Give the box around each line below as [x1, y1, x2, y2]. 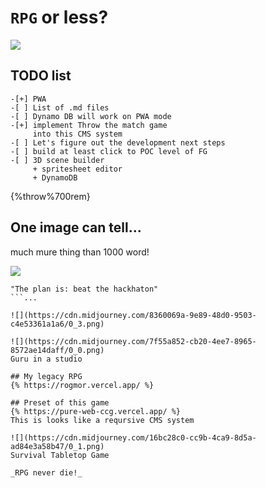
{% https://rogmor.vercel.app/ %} [10, 380, 155, 390]
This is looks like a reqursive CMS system [10, 415, 195, 425]
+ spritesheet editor [32, 164, 123, 174]
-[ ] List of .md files [10, 102, 110, 113]
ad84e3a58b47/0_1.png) [10, 441, 105, 451]
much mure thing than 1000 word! [10, 246, 150, 258]
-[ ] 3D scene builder [10, 155, 105, 165]
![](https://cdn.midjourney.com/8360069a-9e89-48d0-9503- [10, 310, 257, 320]
